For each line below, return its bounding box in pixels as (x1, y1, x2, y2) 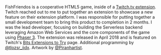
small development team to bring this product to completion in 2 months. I (5, 19, 152, 25)
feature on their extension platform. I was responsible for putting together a (5, 14, 155, 20)
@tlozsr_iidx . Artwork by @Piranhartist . (5, 45, 83, 50)
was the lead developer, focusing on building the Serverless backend (5, 24, 143, 30)
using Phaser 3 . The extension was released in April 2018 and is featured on (5, 34, 157, 40)
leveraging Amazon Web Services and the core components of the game (5, 30, 150, 35)
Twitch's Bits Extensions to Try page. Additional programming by (5, 40, 134, 45)
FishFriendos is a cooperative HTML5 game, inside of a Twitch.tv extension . (5, 4, 156, 10)
